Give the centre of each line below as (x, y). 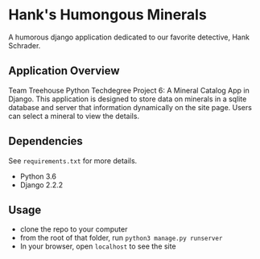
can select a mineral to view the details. (74, 116)
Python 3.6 (38, 176)
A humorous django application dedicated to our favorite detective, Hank (129, 37)
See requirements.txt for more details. (73, 160)
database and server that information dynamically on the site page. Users (130, 107)
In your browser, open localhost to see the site (98, 246)
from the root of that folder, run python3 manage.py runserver (121, 238)
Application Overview (64, 71)
